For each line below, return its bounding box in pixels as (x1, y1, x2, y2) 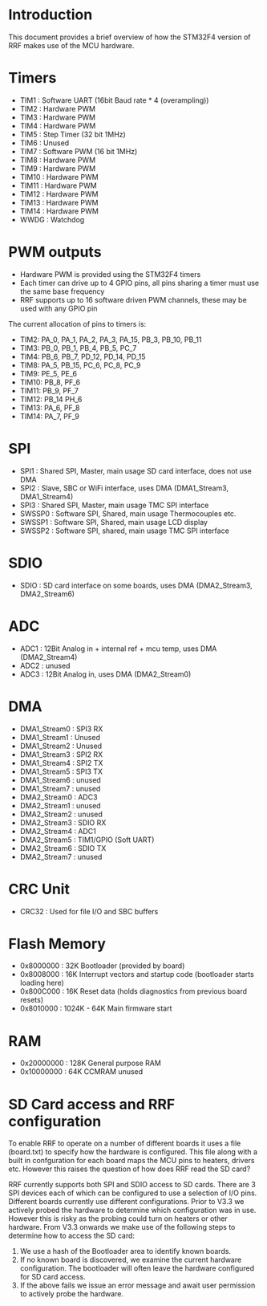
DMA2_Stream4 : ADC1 (19, 826, 96, 836)
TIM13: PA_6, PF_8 (19, 403, 80, 413)
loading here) (19, 978, 64, 988)
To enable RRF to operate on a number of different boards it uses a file (8, 1138, 241, 1149)
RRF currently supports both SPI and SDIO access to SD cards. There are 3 (8, 1180, 257, 1190)
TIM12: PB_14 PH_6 (19, 394, 83, 404)
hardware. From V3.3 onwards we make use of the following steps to (8, 1223, 236, 1232)
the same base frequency (19, 287, 105, 296)
